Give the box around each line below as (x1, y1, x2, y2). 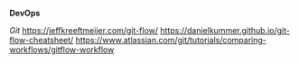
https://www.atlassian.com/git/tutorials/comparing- (75, 35, 266, 45)
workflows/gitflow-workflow (9, 44, 115, 55)
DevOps (9, 8, 41, 18)
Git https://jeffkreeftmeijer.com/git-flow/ (9, 25, 159, 35)
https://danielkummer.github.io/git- (159, 25, 291, 35)
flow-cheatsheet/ (9, 35, 74, 45)
